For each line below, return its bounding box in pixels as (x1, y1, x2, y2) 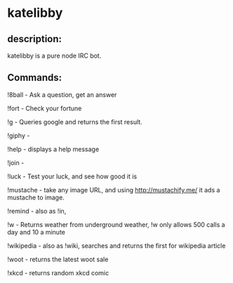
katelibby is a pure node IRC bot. (7, 51, 102, 60)
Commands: (7, 72, 62, 84)
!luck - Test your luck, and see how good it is (7, 172, 138, 180)
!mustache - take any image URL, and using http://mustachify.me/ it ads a (7, 185, 220, 194)
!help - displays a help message (7, 145, 100, 153)
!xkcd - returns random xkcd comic (7, 268, 109, 277)
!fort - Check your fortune (7, 104, 82, 112)
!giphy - (7, 131, 30, 140)
